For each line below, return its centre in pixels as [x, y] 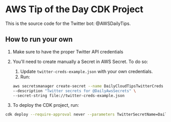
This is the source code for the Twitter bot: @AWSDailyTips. [68, 23]
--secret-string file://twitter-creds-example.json [68, 96]
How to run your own [39, 39]
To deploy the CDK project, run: [46, 105]
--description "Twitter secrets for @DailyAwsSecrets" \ [74, 91]
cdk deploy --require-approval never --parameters [60, 115]
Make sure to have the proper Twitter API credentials [68, 51]
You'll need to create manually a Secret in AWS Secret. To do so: [80, 62]
